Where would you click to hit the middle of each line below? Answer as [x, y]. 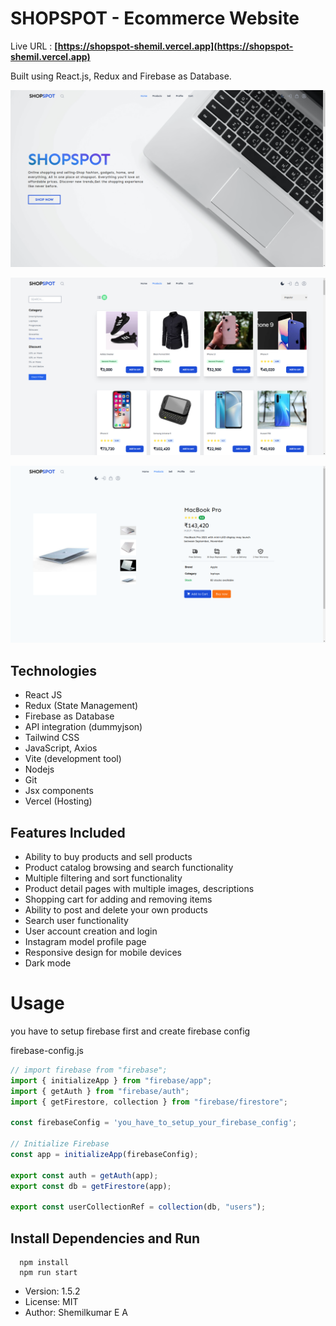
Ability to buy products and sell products [108, 857]
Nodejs [39, 769]
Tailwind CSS [52, 738]
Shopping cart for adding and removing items [118, 899]
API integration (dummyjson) [83, 727]
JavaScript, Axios [61, 748]
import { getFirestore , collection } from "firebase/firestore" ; [149, 1102]
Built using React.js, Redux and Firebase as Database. [121, 76]
